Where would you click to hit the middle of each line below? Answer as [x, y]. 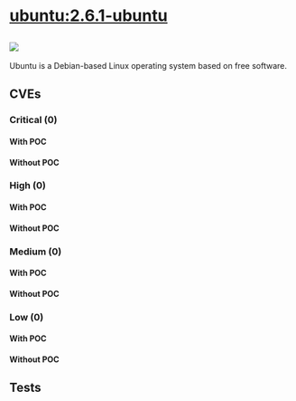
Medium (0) [36, 252]
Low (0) [27, 317]
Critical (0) [33, 120]
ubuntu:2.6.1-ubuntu [89, 16]
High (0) [28, 186]
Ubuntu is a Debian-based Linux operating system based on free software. [148, 66]
